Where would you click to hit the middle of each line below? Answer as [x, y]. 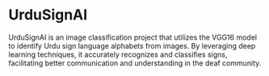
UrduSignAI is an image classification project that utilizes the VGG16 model [132, 37]
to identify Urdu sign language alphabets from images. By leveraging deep [132, 45]
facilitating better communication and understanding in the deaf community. [135, 63]
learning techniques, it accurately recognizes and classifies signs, [118, 54]
